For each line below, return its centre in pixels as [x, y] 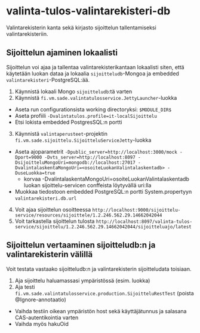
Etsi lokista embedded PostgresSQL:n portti [68, 122]
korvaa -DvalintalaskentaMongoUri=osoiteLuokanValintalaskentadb [107, 179]
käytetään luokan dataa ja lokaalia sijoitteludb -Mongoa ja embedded [93, 74]
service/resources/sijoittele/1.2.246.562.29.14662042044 [88, 215]
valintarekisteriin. [27, 33]
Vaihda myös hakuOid [41, 323]
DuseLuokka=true [35, 173]
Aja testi [25, 287]
